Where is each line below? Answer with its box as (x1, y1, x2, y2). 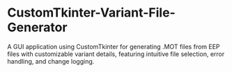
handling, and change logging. (7, 57, 95, 65)
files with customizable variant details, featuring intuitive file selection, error (7, 50, 225, 58)
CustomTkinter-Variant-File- (7, 5, 176, 21)
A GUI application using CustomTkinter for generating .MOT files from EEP (7, 42, 221, 51)
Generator (7, 19, 68, 35)
